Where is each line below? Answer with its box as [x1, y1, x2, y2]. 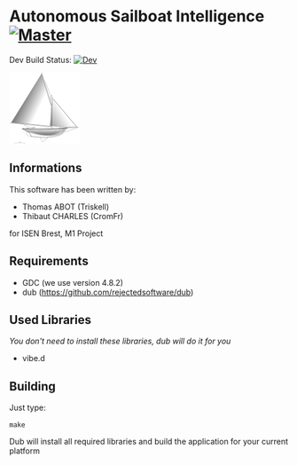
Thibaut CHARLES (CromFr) [21, 210, 124, 221]
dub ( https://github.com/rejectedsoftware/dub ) [21, 287, 194, 297]
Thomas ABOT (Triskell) [21, 201, 109, 212]
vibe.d [21, 353, 46, 364]
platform [9, 445, 40, 456]
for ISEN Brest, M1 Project [9, 228, 104, 239]
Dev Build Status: [9, 54, 73, 65]
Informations [9, 161, 82, 176]
